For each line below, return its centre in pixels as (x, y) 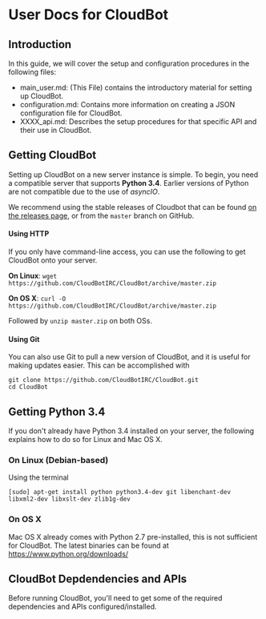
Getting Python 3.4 (57, 411)
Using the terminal (39, 477)
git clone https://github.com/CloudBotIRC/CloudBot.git (103, 380)
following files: (32, 72)
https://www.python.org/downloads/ (69, 553)
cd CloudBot (28, 387)
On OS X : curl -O (37, 299)
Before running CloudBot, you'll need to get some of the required (115, 598)
